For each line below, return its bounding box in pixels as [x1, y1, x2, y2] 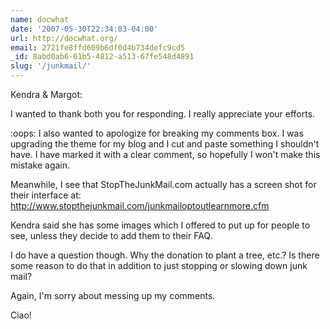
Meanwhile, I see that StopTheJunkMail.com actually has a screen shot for [10, 179, 317, 190]
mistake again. [10, 159, 71, 171]
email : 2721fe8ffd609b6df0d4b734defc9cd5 [10, 42, 186, 53]
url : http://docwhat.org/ [10, 33, 118, 43]
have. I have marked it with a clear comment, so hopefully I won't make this [10, 149, 321, 160]
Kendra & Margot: [10, 89, 83, 100]
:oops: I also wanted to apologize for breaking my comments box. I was [10, 127, 304, 139]
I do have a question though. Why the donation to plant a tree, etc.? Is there [10, 249, 320, 261]
